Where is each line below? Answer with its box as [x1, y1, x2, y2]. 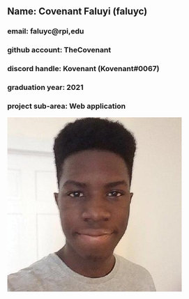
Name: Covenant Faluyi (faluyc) [7, 6, 148, 17]
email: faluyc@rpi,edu [7, 26, 84, 36]
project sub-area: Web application [7, 101, 126, 111]
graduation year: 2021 [7, 83, 84, 93]
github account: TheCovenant [7, 45, 112, 55]
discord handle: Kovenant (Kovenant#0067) [7, 64, 160, 74]
